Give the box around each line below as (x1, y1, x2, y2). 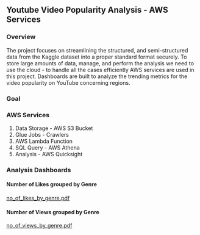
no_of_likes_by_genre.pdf (6, 195, 70, 202)
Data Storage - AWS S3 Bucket (15, 125, 93, 132)
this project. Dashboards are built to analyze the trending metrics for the (6, 73, 188, 80)
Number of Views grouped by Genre (6, 208, 99, 215)
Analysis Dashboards (6, 165, 71, 174)
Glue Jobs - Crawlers (15, 131, 69, 138)
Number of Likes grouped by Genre (6, 181, 98, 188)
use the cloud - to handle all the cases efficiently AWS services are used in (6, 66, 195, 73)
